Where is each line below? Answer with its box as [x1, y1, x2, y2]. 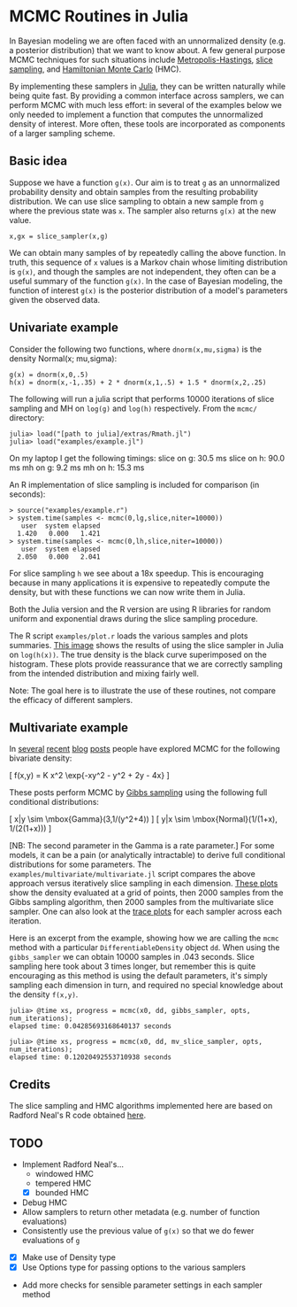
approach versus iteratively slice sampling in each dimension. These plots [9, 878, 278, 889]
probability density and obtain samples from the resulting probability [9, 186, 259, 197]
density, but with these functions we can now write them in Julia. [9, 586, 246, 597]
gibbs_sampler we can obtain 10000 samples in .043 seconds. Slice [9, 952, 255, 963]
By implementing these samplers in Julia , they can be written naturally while [9, 81, 286, 91]
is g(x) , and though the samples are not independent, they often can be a [9, 266, 277, 276]
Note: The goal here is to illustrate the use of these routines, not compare [9, 684, 277, 696]
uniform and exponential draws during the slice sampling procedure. [9, 613, 258, 623]
